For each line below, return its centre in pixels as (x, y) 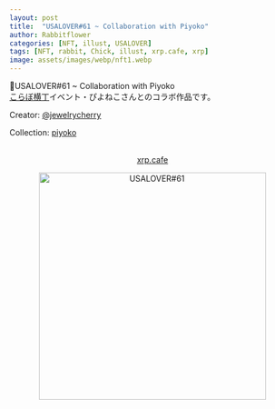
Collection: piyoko (43, 132)
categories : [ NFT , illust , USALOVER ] (81, 43)
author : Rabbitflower (50, 35)
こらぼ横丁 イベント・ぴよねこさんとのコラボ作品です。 (113, 97)
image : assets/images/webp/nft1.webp (81, 60)
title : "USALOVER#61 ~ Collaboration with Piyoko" (109, 26)
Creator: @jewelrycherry (55, 115)
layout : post (34, 18)
